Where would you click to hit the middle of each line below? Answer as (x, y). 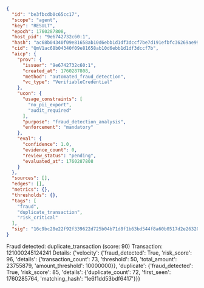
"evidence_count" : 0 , (50, 150)
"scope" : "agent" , (35, 20)
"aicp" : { (24, 54)
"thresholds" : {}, (35, 195)
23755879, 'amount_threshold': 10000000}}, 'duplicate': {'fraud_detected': (100, 266)
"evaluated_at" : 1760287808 (58, 161)
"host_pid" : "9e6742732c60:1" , (51, 37)
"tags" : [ (24, 201)
